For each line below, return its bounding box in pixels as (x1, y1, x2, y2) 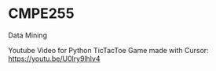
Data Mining (8, 30, 47, 40)
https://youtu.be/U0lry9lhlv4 (8, 54, 101, 63)
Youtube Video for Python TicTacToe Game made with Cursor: (8, 45, 210, 55)
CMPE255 (8, 5, 75, 23)
